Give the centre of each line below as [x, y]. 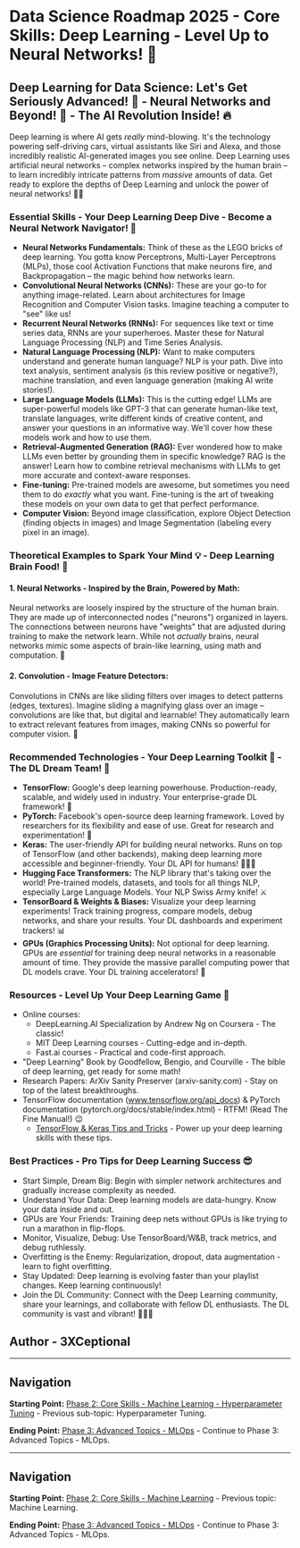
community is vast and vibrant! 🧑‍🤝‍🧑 [87, 1313]
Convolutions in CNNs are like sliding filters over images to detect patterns [146, 695]
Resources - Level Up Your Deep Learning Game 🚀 [120, 995]
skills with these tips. [74, 1138]
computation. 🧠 [37, 655]
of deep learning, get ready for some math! [101, 1072]
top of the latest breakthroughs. [80, 1090]
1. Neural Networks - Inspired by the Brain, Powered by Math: [125, 588]
